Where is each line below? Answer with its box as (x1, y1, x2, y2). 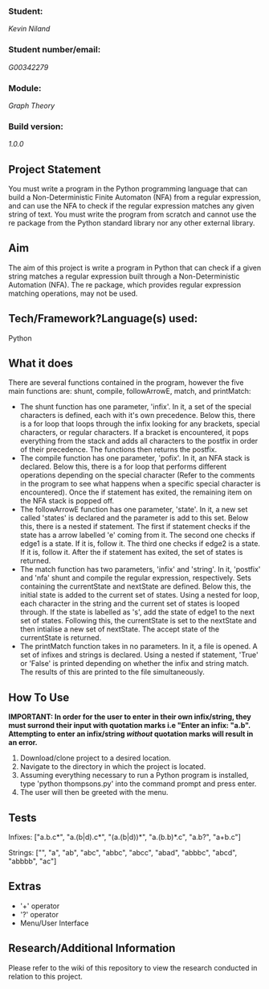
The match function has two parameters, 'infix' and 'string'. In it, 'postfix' (19, 565, 261, 574)
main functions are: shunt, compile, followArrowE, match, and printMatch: (8, 387, 251, 396)
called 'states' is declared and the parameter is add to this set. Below (19, 513, 249, 523)
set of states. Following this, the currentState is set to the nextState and (19, 616, 257, 626)
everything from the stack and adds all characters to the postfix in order (19, 437, 259, 446)
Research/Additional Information (8, 941, 176, 955)
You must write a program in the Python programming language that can (8, 184, 247, 193)
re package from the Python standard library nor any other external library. (8, 218, 255, 227)
